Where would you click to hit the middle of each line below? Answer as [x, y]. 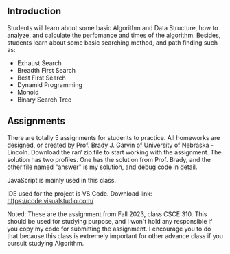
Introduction [34, 11]
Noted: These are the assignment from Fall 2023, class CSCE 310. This [107, 214]
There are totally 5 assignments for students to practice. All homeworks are [114, 137]
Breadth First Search [46, 70]
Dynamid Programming [49, 84]
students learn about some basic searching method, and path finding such [113, 42]
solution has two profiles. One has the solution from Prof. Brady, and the [109, 159]
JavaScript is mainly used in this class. [62, 180]
